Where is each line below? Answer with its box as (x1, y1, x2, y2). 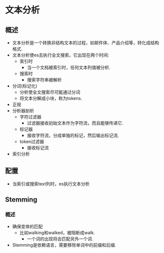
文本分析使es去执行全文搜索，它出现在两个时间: (12, 52, 109, 58)
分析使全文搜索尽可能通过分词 (19, 89, 80, 95)
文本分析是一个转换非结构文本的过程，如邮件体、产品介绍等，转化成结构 (12, 40, 159, 45)
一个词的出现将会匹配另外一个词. (27, 236, 94, 242)
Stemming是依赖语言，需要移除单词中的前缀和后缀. (12, 242, 117, 248)
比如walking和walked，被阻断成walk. (19, 229, 95, 235)
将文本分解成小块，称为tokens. (19, 95, 82, 101)
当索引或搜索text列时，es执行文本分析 (12, 181, 90, 187)
